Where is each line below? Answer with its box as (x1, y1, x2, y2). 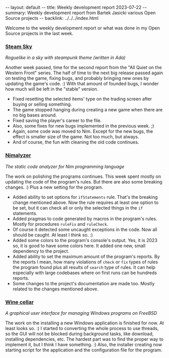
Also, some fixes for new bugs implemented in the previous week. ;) (12, 123, 154, 129)
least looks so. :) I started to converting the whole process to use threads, (5, 325, 159, 331)
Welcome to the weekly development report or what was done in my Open (5, 25, 160, 31)
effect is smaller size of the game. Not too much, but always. (12, 134, 139, 140)
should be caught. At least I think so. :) (12, 231, 93, 238)
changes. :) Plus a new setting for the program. (5, 184, 104, 190)
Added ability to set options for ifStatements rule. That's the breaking (12, 194, 158, 200)
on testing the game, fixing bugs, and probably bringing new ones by (5, 75, 149, 81)
